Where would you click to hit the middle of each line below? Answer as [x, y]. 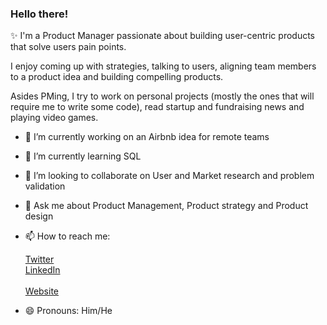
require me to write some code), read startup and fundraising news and [157, 107]
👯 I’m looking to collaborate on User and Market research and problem [169, 176]
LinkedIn [42, 270]
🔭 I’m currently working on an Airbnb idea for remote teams [147, 137]
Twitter [39, 259]
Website [42, 291]
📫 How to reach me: [67, 236]
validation [45, 186]
